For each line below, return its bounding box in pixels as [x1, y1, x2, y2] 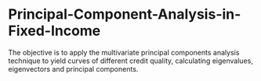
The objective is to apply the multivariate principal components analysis [8, 48, 240, 57]
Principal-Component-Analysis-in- [8, 5, 241, 23]
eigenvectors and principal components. [8, 64, 139, 73]
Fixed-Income [8, 22, 101, 40]
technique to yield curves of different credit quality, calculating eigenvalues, [8, 56, 253, 65]
